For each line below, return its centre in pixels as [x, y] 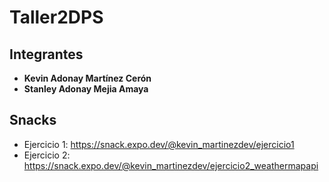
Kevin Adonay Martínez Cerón [87, 78]
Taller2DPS [56, 17]
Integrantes [46, 54]
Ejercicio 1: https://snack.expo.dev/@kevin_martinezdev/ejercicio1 [159, 144]
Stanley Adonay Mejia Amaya [86, 89]
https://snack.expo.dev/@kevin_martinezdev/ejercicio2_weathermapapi [171, 165]
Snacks [33, 120]
